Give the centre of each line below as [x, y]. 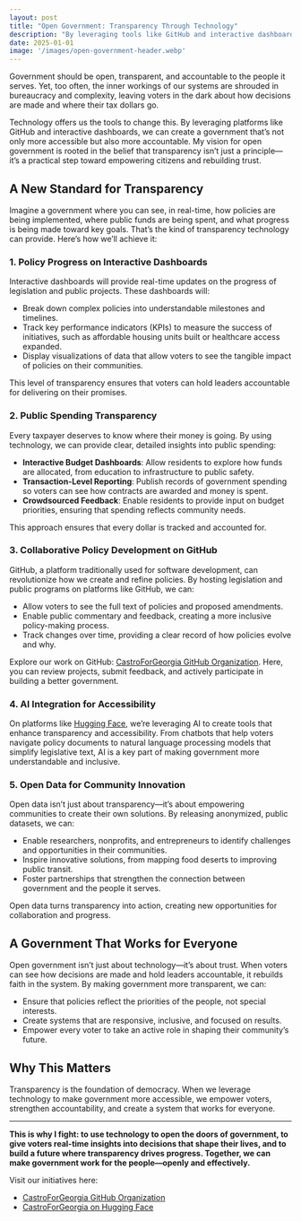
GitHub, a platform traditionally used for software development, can [133, 569]
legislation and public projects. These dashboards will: [110, 291]
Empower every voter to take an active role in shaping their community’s [155, 1030]
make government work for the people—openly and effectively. [130, 1163]
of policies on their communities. [82, 366]
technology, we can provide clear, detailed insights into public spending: [142, 445]
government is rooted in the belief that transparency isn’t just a [125, 151]
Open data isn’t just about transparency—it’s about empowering [127, 804]
